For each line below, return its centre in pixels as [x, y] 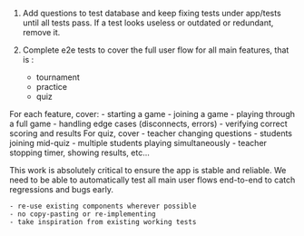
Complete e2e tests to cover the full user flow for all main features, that [156, 50]
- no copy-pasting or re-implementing [83, 214]
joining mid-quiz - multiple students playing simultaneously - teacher [138, 143]
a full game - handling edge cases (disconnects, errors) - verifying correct [148, 123]
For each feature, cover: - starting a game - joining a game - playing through [152, 114]
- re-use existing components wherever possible [103, 206]
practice [52, 87]
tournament [58, 77]
